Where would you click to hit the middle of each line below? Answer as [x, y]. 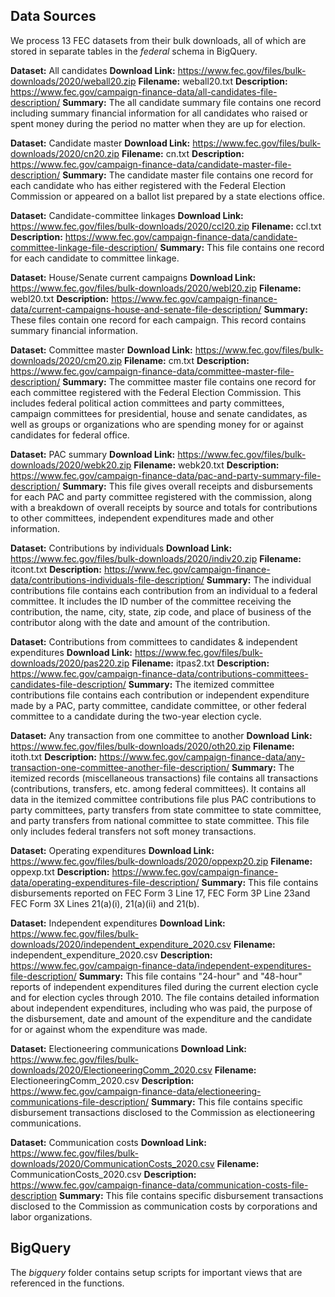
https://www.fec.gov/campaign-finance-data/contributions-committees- [159, 673]
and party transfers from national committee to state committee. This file [160, 820]
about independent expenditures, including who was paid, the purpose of [161, 1008]
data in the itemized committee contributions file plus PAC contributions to [163, 799]
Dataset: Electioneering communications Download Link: [128, 1048]
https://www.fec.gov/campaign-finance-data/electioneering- [136, 1091]
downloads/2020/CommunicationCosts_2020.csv [112, 1163]
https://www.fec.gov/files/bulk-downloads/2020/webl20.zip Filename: [156, 288]
